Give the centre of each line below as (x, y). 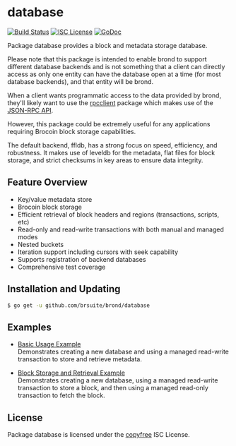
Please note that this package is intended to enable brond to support (107, 59)
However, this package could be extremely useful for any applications (109, 123)
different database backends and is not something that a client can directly (116, 66)
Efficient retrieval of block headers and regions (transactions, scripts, (118, 214)
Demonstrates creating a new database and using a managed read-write (123, 352)
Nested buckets (41, 244)
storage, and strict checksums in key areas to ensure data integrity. (105, 160)
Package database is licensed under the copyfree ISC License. (99, 435)
